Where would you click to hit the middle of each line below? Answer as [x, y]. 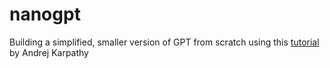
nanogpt [45, 14]
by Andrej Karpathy [49, 52]
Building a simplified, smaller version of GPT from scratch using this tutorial [164, 42]
